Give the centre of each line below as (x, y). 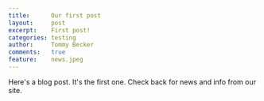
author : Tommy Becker (51, 45)
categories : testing (43, 37)
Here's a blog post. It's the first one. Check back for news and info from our (132, 82)
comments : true (37, 52)
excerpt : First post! (49, 30)
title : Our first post (55, 15)
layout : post (37, 23)
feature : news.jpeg (46, 60)
